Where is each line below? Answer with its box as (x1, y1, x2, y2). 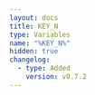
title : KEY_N (9, 22, 59, 31)
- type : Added (17, 64, 71, 73)
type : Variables (9, 30, 71, 39)
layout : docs (9, 13, 59, 23)
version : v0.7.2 (25, 72, 88, 81)
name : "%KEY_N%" (9, 38, 71, 48)
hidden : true (9, 47, 59, 56)
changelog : (9, 55, 51, 64)
